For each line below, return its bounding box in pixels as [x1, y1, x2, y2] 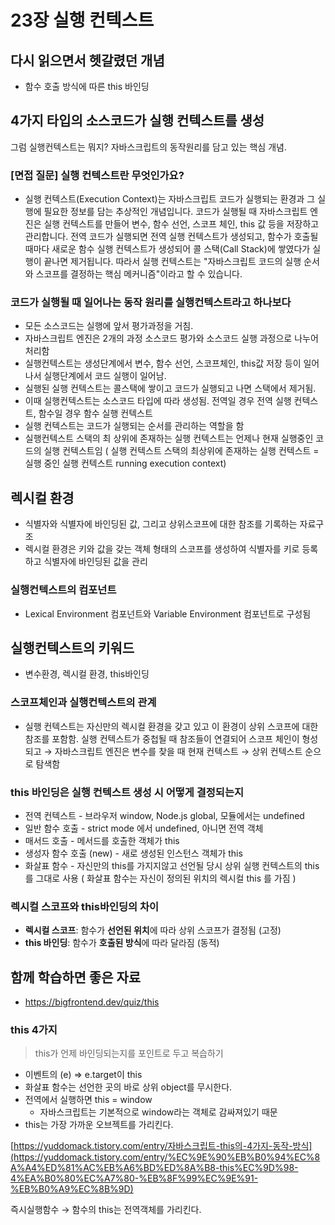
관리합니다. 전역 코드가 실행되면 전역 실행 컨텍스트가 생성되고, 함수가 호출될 [24, 231, 319, 243]
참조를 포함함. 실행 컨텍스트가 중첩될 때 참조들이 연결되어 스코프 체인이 [24, 732, 300, 745]
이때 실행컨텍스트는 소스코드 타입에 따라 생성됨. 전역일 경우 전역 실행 [24, 395, 292, 407]
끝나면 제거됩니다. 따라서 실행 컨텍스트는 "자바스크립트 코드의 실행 [43, 256, 302, 268]
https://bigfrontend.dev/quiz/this [24, 996, 160, 1008]
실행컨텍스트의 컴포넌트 [10, 583, 117, 597]
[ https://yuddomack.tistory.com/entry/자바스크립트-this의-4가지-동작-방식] [10, 1140, 313, 1152]
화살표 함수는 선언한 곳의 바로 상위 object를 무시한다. [24, 1081, 233, 1093]
